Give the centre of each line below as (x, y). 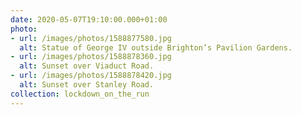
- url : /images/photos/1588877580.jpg (91, 38)
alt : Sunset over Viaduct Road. (87, 66)
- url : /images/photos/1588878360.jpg (91, 57)
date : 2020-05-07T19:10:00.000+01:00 (89, 19)
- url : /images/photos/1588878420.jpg (91, 76)
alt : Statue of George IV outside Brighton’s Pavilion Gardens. (156, 47)
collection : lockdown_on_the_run (80, 94)
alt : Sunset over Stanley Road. (87, 85)
